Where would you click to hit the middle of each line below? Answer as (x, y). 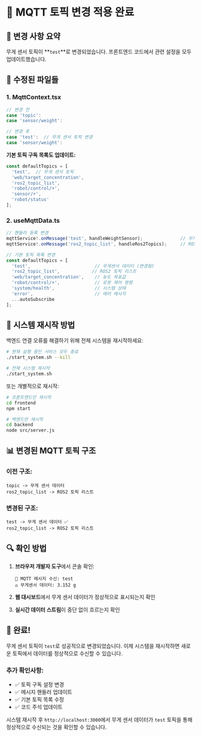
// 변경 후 (18, 132)
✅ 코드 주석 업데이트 (39, 707)
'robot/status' (31, 200)
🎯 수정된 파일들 (32, 80)
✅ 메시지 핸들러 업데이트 (44, 692)
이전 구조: (19, 472)
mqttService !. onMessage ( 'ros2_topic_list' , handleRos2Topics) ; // (96, 244)
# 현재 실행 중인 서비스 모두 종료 (42, 352)
